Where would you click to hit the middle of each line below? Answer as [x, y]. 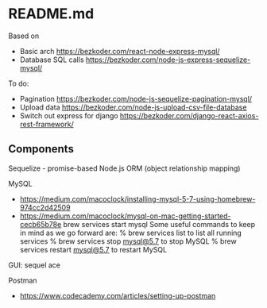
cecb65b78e [41, 224]
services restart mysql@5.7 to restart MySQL [93, 249]
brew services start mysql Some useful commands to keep [159, 224]
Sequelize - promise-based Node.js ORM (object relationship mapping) [124, 168]
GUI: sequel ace [35, 265]
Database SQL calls [52, 60]
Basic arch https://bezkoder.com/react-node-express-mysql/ [120, 51]
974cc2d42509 [45, 207]
